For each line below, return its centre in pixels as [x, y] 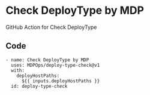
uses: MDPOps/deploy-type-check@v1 [55, 65]
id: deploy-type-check [39, 86]
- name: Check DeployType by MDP [47, 60]
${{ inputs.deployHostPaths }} [61, 81]
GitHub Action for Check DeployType [51, 27]
